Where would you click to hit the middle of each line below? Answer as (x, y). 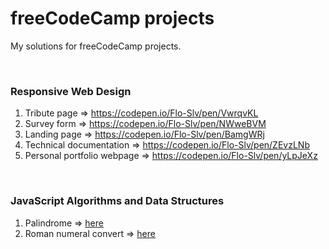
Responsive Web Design (71, 91)
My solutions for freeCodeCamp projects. (96, 46)
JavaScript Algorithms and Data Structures (117, 201)
